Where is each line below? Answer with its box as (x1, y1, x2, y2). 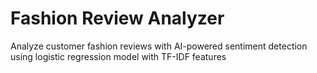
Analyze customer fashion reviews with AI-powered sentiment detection (10, 40, 308, 52)
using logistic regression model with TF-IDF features (10, 50, 227, 62)
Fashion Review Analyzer (10, 7, 225, 30)
